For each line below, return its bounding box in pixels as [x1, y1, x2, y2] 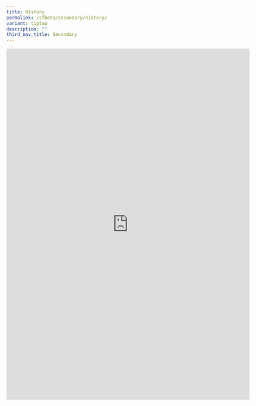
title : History [6, 9, 45, 15]
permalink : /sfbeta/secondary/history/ [6, 15, 108, 21]
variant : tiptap [6, 20, 47, 26]
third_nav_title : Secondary [6, 32, 78, 38]
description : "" [6, 26, 47, 32]
